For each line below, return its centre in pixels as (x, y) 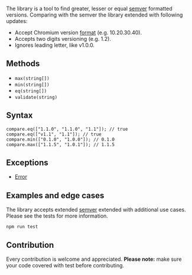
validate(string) (36, 97)
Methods (23, 64)
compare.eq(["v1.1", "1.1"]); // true (54, 134)
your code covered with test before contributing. (65, 266)
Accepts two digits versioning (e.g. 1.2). (63, 39)
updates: (17, 21)
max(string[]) (32, 78)
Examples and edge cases (55, 195)
